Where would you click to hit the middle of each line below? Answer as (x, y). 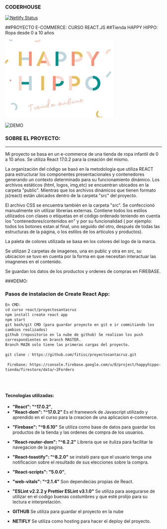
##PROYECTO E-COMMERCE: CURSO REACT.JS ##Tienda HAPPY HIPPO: (82, 27)
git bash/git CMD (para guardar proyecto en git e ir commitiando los (80, 325)
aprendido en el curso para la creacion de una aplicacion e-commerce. (85, 417)
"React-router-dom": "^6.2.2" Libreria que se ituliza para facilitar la (83, 442)
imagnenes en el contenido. (34, 262)
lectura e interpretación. (37, 502)
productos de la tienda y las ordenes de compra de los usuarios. (78, 432)
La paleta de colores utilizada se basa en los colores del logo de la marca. (81, 241)
